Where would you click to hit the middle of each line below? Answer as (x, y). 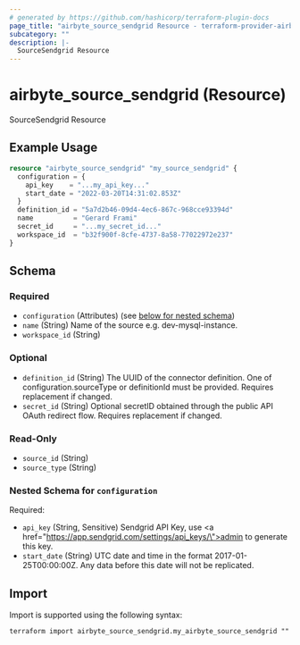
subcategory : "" (39, 34)
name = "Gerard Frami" (78, 218)
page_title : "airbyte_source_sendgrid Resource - (104, 26)
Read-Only (33, 439)
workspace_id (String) (61, 335)
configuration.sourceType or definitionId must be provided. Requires (148, 387)
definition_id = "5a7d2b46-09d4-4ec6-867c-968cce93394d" (125, 210)
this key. (37, 547)
